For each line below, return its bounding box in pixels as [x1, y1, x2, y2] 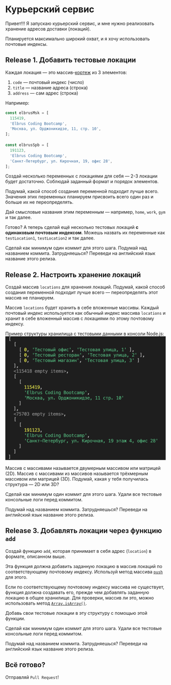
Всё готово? [5, 661, 46, 669]
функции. [5, 615, 25, 621]
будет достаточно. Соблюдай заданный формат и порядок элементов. [5, 178, 159, 185]
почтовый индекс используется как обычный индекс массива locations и [5, 310, 166, 316]
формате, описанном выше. [5, 553, 66, 559]
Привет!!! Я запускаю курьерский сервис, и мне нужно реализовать [5, 20, 154, 26]
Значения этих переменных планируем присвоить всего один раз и [5, 194, 154, 200]
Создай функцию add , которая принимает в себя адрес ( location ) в [5, 548, 152, 554]
